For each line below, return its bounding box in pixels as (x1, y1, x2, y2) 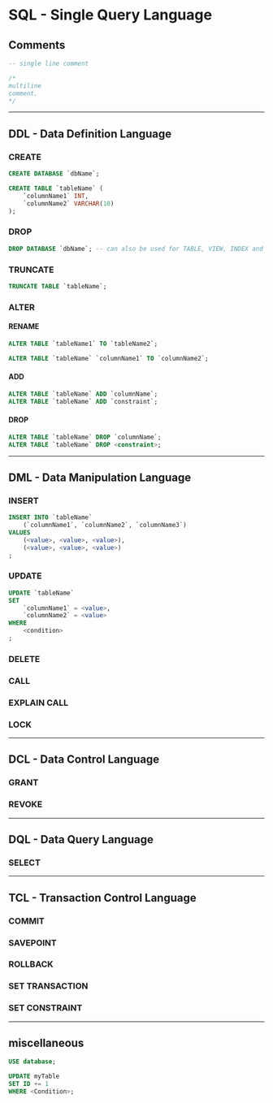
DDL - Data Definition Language (8, 127, 172, 141)
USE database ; (8, 1058, 57, 1066)
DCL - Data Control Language (8, 753, 160, 767)
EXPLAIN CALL (8, 697, 69, 708)
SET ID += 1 (8, 1080, 49, 1088)
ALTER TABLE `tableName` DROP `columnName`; (8, 433, 162, 441)
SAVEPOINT (8, 936, 57, 948)
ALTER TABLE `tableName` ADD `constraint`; (8, 397, 158, 405)
